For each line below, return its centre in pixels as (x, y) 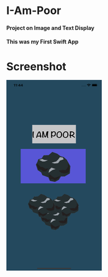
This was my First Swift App (42, 42)
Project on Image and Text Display (50, 27)
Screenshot (36, 66)
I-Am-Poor (34, 11)
